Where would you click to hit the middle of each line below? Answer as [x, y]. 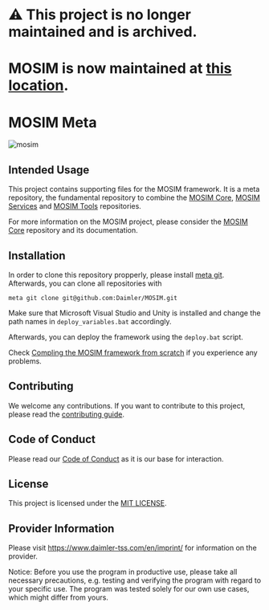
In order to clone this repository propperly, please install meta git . [116, 274]
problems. [25, 361]
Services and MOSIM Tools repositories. [75, 206]
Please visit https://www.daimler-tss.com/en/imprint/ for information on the [132, 548]
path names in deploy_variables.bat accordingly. [90, 321]
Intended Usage [49, 170]
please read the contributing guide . [66, 414]
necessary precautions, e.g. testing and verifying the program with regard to [135, 580]
